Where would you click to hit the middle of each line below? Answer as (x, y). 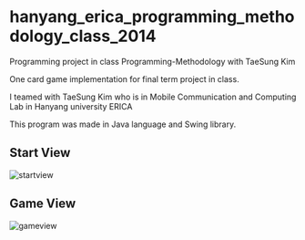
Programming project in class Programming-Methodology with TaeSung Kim (152, 61)
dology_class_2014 (83, 36)
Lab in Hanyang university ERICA (71, 106)
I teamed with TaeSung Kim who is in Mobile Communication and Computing (153, 97)
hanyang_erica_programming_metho (152, 17)
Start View (40, 153)
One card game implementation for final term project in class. (124, 78)
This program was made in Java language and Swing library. (123, 124)
